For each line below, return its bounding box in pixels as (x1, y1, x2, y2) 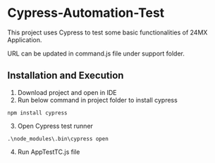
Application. (7, 35, 42, 44)
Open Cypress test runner (17, 122, 94, 130)
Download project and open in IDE (17, 88, 117, 96)
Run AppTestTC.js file (17, 148, 80, 156)
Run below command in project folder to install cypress (17, 96, 178, 104)
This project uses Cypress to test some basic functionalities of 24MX (7, 28, 208, 37)
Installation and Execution (7, 70, 124, 81)
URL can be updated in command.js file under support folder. (7, 49, 185, 58)
